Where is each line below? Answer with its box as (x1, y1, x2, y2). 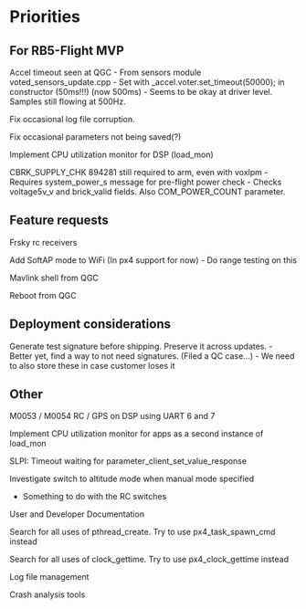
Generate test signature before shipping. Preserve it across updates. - (9, 341, 273, 352)
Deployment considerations (9, 317, 172, 332)
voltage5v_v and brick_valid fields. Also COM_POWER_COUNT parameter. (9, 186, 286, 197)
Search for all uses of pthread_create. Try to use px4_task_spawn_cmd (9, 527, 276, 538)
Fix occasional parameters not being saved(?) (9, 131, 182, 142)
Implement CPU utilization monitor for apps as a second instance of (9, 428, 264, 439)
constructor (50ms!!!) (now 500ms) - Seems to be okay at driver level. (9, 87, 273, 97)
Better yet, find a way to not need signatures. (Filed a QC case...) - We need (9, 350, 295, 362)
